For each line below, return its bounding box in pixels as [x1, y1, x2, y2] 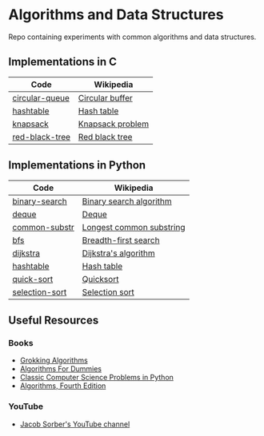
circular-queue [12, 92, 70, 103]
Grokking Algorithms [19, 355, 88, 365]
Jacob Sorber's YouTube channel [19, 419, 130, 429]
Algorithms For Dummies [19, 364, 102, 374]
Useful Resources [8, 313, 99, 327]
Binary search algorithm [82, 196, 172, 207]
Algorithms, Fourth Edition [19, 381, 106, 390]
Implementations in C [8, 55, 118, 69]
